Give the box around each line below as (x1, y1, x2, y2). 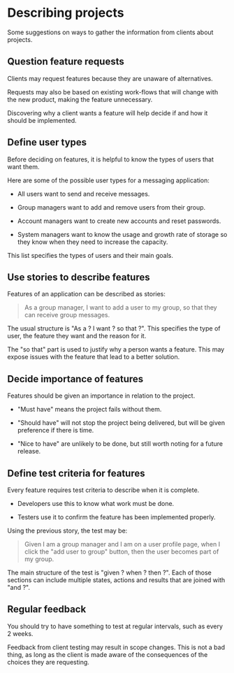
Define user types (7, 136, 87, 148)
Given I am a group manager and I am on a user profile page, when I (24, 540, 221, 548)
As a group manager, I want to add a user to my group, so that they (24, 303, 218, 312)
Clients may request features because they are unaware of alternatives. (7, 74, 213, 82)
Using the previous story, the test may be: (7, 526, 128, 535)
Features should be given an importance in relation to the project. (7, 391, 196, 400)
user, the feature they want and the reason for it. (7, 332, 147, 340)
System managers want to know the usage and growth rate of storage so (17, 230, 228, 238)
